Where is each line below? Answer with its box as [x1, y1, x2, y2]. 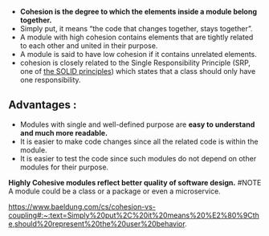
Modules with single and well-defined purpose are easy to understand [19, 120, 255, 129]
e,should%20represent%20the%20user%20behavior [8, 218, 185, 228]
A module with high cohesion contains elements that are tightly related [19, 32, 254, 42]
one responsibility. [19, 75, 82, 84]
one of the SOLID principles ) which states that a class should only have [19, 67, 256, 75]
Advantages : [8, 98, 77, 112]
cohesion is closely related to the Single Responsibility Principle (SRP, [19, 58, 251, 67]
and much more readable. [19, 128, 108, 137]
